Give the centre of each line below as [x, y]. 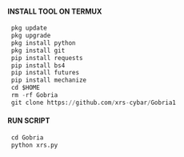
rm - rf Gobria [34, 95]
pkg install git [38, 50]
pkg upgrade [31, 36]
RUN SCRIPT [29, 121]
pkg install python [44, 43]
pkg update [29, 28]
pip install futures [45, 73]
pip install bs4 [38, 65]
